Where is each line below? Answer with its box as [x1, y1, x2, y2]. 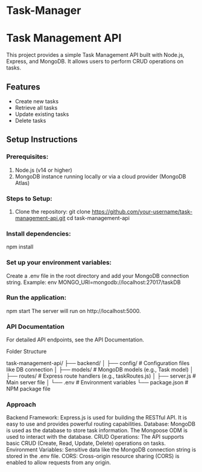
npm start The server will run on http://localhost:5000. [6, 307, 141, 314]
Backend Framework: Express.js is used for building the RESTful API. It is [6, 414, 188, 421]
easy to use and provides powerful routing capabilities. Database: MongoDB [6, 421, 196, 428]
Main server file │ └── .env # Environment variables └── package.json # [6, 379, 189, 386]
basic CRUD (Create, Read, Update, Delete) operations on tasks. [6, 439, 166, 447]
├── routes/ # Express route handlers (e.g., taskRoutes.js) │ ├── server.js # [6, 372, 196, 380]
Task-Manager [6, 4, 81, 18]
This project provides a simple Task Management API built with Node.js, [6, 51, 185, 59]
